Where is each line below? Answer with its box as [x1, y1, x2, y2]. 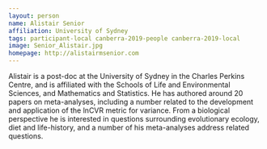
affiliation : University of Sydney [8, 27, 129, 35]
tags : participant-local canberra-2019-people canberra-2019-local [8, 34, 241, 43]
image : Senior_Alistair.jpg [8, 42, 104, 50]
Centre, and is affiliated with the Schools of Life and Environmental [8, 80, 231, 89]
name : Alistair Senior [8, 19, 85, 27]
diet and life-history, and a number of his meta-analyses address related [8, 122, 249, 132]
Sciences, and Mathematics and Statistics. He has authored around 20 [8, 89, 244, 97]
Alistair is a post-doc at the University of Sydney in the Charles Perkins [8, 72, 245, 81]
